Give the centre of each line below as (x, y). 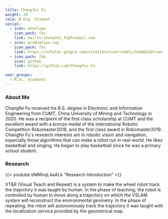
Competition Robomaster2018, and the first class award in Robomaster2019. (83, 130)
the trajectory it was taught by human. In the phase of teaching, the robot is (83, 190)
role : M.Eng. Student (28, 19)
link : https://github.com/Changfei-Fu (55, 66)
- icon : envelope (28, 29)
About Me (18, 97)
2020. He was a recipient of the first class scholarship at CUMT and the (79, 119)
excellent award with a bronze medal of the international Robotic (72, 124)
